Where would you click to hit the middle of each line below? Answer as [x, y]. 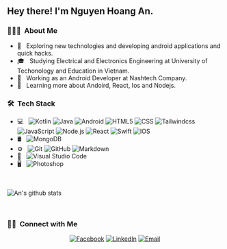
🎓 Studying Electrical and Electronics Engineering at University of [112, 60]
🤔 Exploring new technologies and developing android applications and [119, 46]
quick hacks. [35, 53]
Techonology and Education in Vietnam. [73, 71]
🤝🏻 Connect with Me [42, 224]
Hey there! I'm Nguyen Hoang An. [80, 11]
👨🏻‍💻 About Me [32, 31]
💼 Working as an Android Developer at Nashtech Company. [102, 78]
